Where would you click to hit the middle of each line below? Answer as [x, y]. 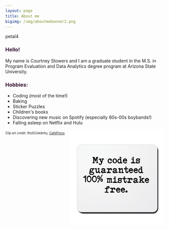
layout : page [19, 11]
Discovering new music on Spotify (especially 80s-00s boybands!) [82, 117]
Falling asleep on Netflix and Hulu [48, 122]
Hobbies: [17, 85]
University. [16, 72]
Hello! [13, 50]
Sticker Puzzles [29, 106]
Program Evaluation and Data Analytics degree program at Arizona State [80, 66]
